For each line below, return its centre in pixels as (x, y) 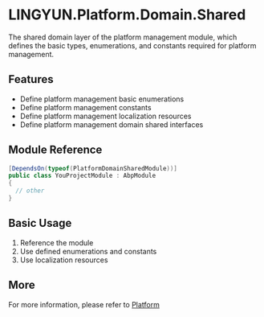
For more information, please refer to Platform (84, 304)
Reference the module (57, 242)
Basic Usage (40, 223)
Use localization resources (64, 260)
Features (31, 79)
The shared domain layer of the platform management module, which (123, 37)
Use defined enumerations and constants (88, 251)
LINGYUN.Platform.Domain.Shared (127, 15)
